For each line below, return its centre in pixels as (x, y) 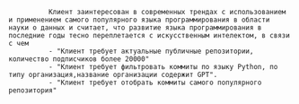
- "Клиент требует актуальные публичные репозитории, (151, 51)
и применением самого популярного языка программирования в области (139, 20)
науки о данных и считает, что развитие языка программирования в (135, 28)
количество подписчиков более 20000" (79, 59)
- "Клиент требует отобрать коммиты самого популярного (155, 82)
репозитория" (33, 91)
